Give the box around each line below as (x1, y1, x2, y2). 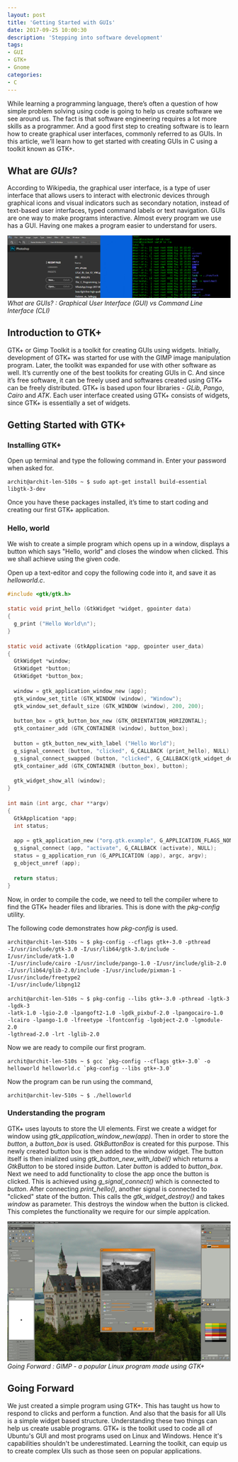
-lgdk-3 (7, 1002, 30, 1009)
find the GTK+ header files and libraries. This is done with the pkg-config (7, 902, 220, 911)
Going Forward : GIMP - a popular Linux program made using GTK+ (7, 1362, 205, 1370)
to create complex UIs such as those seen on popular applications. (7, 1446, 202, 1455)
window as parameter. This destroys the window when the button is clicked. (7, 1200, 229, 1208)
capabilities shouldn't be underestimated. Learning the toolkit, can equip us (7, 1439, 227, 1447)
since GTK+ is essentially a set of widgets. (7, 398, 131, 407)
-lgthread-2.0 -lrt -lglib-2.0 (7, 1031, 100, 1038)
